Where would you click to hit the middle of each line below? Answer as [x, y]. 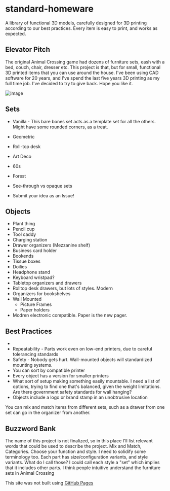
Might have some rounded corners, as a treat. [60, 127]
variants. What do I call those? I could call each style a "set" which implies [82, 462]
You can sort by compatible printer [49, 370]
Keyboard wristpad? [33, 277]
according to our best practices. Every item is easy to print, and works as [81, 28]
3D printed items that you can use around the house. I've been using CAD [82, 73]
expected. [16, 33]
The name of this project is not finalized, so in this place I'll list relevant [79, 441]
